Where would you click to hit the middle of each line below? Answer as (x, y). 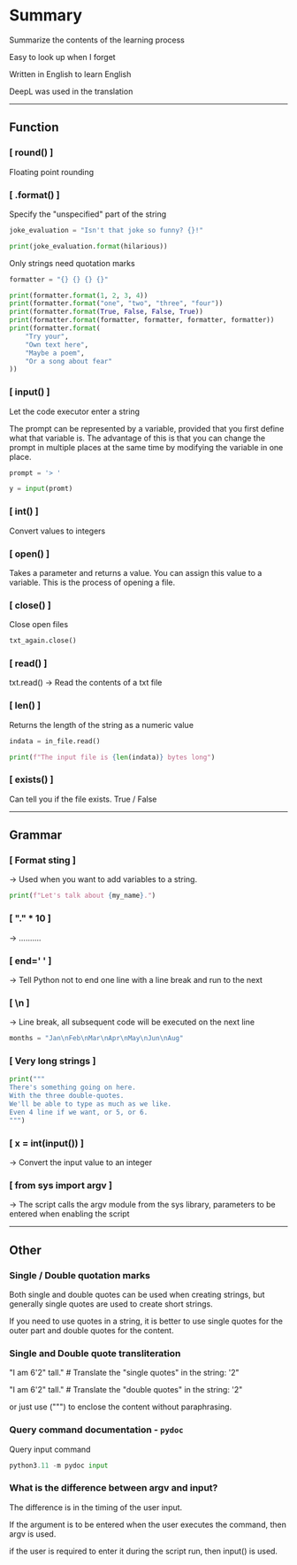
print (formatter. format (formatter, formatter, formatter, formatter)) (142, 320)
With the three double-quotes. (67, 1096)
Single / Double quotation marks (80, 1275)
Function (34, 128)
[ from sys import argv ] (61, 1185)
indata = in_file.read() (55, 741)
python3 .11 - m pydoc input (59, 1465)
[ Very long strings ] (53, 1061)
